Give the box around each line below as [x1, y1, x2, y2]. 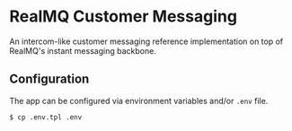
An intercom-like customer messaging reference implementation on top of [9, 36, 284, 47]
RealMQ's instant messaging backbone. [9, 45, 157, 56]
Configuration [9, 72, 90, 87]
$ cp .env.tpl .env [9, 112, 83, 122]
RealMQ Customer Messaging [9, 6, 238, 27]
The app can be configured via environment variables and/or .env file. [9, 95, 269, 106]
